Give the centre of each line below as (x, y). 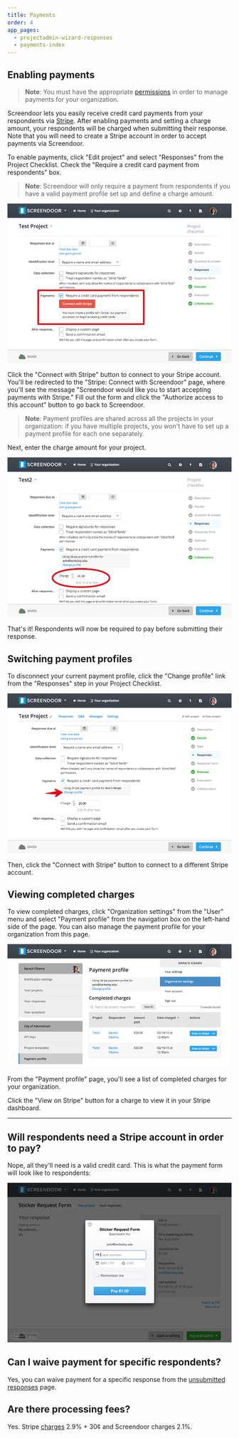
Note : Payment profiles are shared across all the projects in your (119, 419)
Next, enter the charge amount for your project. (77, 447)
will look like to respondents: (49, 1173)
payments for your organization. (72, 99)
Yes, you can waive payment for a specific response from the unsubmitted (116, 1379)
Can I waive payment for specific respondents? (115, 1362)
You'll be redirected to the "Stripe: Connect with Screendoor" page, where (116, 382)
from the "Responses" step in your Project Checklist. (85, 683)
